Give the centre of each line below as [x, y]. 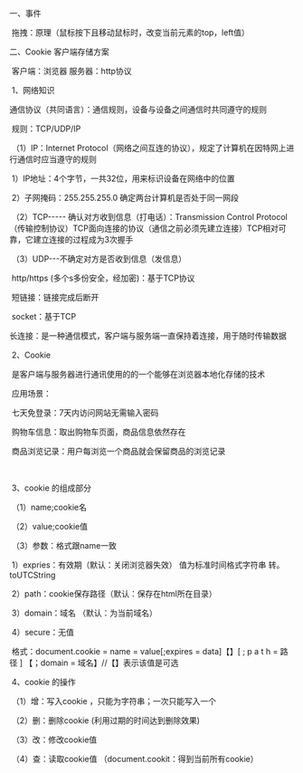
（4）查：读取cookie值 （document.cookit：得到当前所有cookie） [135, 759]
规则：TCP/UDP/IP [46, 129]
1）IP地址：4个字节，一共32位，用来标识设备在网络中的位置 [123, 178]
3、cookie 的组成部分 [52, 488]
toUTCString [33, 575]
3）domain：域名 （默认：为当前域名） [85, 613]
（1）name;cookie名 [49, 507]
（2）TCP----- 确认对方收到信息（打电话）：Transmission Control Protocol [149, 217]
